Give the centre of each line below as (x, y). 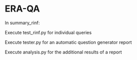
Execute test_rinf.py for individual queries (48, 32)
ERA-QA (22, 9)
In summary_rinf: (22, 23)
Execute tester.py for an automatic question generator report (68, 42)
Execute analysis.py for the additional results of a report (63, 52)
